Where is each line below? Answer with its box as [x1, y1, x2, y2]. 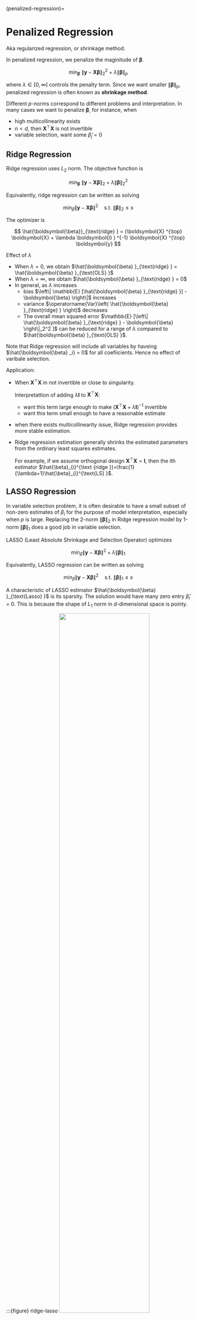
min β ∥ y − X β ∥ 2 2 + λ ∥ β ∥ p [68, 67, 128, 77]
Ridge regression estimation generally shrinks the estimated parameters [14, 439, 188, 446]
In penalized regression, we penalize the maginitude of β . [6, 56, 144, 63]
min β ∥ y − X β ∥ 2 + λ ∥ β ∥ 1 [71, 548, 126, 557]
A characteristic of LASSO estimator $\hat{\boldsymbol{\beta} [6, 586, 156, 593]
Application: [6, 367, 35, 374]
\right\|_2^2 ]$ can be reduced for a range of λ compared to [23, 325, 168, 333]
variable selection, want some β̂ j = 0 [14, 131, 102, 139]
